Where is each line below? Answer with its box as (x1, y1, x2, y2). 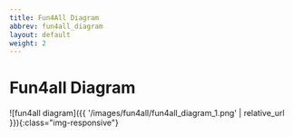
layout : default (9, 30, 71, 39)
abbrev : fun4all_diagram (9, 22, 103, 31)
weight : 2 (9, 38, 47, 48)
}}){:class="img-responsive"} (9, 117, 120, 128)
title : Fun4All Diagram (9, 13, 100, 23)
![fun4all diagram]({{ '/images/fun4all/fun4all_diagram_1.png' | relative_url (9, 108, 285, 119)
